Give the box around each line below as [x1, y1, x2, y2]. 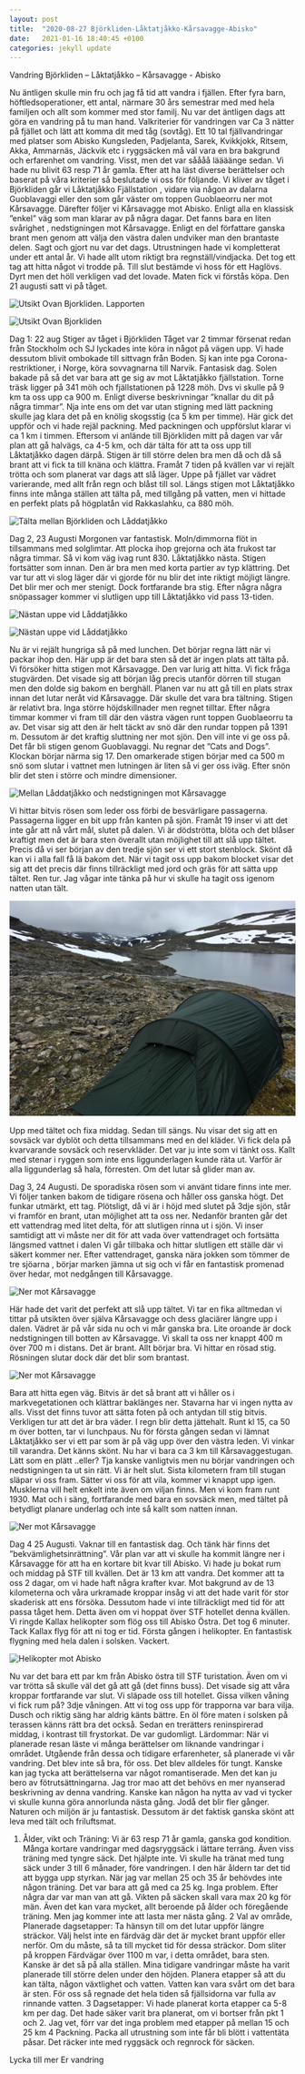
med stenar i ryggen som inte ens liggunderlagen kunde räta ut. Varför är [9, 1154, 283, 1165]
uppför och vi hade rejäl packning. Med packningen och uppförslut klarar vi [9, 421, 291, 432]
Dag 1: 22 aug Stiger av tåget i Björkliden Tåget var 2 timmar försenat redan [9, 333, 291, 345]
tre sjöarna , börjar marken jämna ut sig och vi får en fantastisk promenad [9, 1259, 284, 1270]
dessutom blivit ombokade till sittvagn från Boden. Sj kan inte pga [9, 353, 255, 364]
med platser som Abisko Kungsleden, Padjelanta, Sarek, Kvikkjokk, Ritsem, [9, 136, 289, 147]
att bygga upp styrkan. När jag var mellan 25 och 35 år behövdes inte [22, 1872, 283, 1884]
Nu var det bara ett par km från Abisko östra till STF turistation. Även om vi [9, 1671, 288, 1682]
